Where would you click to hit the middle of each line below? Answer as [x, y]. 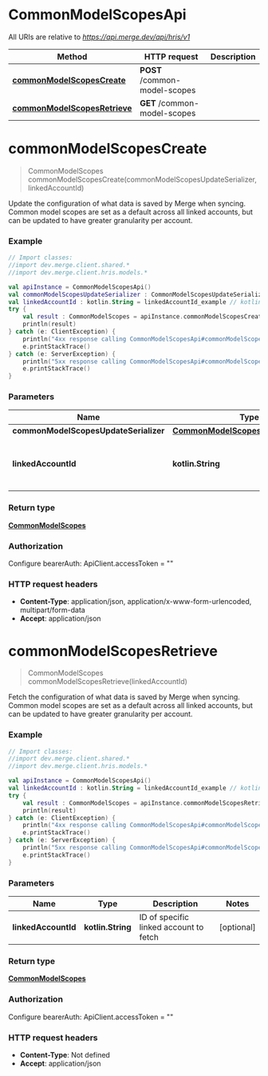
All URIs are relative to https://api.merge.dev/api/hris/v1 [99, 37]
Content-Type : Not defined [65, 1054]
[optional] [237, 927]
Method [72, 56]
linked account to [171, 927]
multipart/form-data [52, 610]
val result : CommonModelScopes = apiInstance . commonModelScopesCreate [144, 317]
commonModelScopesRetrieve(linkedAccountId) [107, 682]
